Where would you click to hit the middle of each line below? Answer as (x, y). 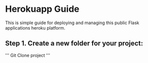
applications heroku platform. (35, 28)
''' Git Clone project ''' (28, 55)
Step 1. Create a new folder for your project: (74, 44)
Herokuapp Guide (42, 9)
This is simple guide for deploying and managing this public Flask (72, 23)
